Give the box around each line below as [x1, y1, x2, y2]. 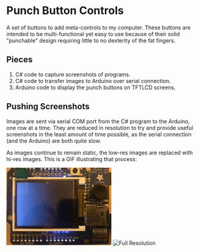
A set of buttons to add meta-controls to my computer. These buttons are [6, 24, 191, 31]
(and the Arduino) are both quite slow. [6, 137, 102, 144]
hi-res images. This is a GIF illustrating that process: [6, 155, 137, 162]
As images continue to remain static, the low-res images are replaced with [6, 149, 194, 156]
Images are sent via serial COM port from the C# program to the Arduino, [6, 117, 190, 125]
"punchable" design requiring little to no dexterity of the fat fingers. [6, 37, 176, 44]
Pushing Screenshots [6, 101, 90, 112]
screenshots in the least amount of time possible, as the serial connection [6, 131, 192, 138]
